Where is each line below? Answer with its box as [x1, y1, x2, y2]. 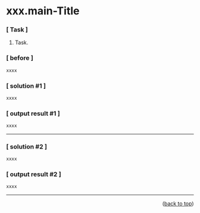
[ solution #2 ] [6, 142, 48, 150]
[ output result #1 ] [6, 109, 61, 118]
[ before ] [6, 54, 34, 62]
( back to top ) [162, 200, 194, 207]
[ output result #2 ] [6, 170, 61, 178]
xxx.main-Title [6, 4, 80, 18]
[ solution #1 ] [6, 82, 46, 90]
